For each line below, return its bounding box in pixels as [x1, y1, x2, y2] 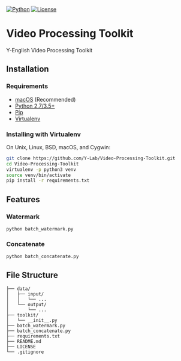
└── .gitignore [6, 349, 44, 355]
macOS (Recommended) [14, 96, 76, 103]
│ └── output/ [6, 301, 47, 308]
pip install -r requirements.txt [6, 177, 90, 184]
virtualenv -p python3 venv [6, 166, 77, 173]
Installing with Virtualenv [6, 130, 81, 138]
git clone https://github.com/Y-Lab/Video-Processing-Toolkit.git [6, 155, 176, 161]
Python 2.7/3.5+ [14, 102, 55, 110]
